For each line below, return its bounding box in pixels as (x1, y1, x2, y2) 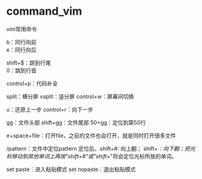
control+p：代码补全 (6, 80, 58, 87)
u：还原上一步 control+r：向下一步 (6, 105, 94, 113)
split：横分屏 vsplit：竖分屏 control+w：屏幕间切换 (6, 93, 135, 100)
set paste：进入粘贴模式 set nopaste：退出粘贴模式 (6, 166, 136, 173)
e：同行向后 (6, 46, 37, 53)
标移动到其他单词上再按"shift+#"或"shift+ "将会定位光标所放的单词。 (6, 152, 178, 160)
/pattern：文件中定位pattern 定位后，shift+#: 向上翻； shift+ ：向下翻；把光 (6, 145, 196, 152)
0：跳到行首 (6, 66, 37, 74)
